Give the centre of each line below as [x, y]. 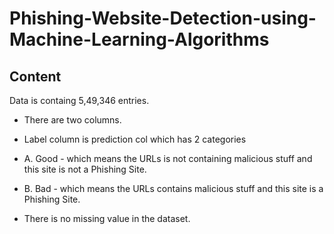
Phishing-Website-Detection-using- [163, 18]
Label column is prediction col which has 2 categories [135, 139]
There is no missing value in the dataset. [107, 218]
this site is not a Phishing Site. [85, 169]
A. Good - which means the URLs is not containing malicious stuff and [168, 158]
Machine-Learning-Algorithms [139, 39]
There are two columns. [72, 120]
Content [35, 76]
